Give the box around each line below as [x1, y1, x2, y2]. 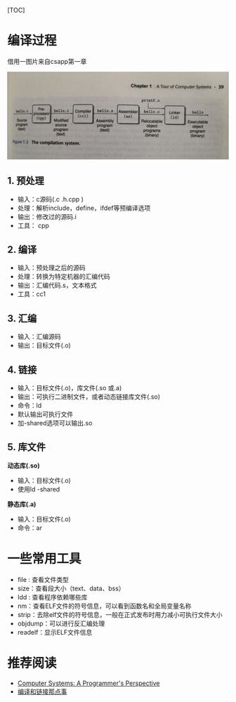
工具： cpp [17, 221, 49, 230]
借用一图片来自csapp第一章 [7, 57, 87, 65]
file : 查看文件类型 [17, 575, 69, 583]
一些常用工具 [7, 551, 82, 567]
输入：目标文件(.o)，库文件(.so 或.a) [17, 384, 122, 392]
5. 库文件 [7, 442, 46, 453]
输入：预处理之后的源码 [17, 263, 86, 272]
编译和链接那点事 [17, 687, 67, 696]
